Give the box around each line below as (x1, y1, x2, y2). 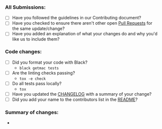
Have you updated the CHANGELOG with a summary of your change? (12, 91, 152, 97)
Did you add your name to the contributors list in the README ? (12, 97, 138, 102)
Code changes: (5, 48, 42, 55)
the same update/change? (12, 26, 65, 31)
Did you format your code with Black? (12, 59, 88, 65)
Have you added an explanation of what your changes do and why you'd (12, 31, 158, 37)
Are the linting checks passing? (12, 70, 75, 76)
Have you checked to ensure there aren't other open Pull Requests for (12, 20, 152, 26)
